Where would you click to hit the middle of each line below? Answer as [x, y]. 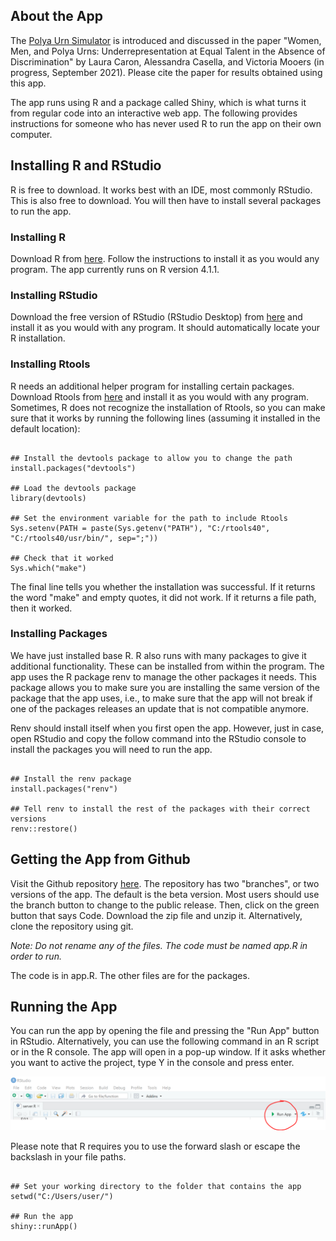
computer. [31, 134]
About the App [56, 16]
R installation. [38, 338]
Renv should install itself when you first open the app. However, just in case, [167, 728]
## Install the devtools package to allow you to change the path [151, 458]
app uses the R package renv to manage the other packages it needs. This [163, 676]
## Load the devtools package [73, 488]
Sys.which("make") [48, 568]
